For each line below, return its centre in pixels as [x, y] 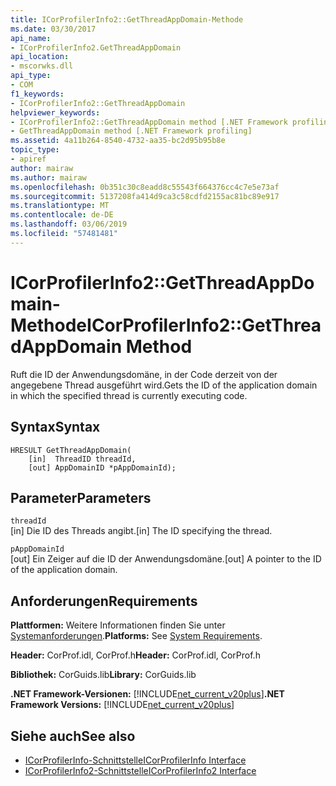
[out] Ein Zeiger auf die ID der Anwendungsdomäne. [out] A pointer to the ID [166, 559]
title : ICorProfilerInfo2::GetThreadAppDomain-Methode [127, 19]
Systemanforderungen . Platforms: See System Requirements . [136, 636]
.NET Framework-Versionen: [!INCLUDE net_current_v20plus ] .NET [147, 694]
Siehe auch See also [73, 736]
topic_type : [35, 150]
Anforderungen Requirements [104, 601]
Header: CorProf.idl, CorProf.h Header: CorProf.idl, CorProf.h [135, 655]
